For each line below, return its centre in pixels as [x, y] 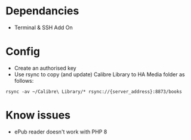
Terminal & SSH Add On [43, 27]
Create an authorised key [45, 68]
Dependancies [42, 11]
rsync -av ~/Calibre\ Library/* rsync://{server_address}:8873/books [94, 91]
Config [23, 52]
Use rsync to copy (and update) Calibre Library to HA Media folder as [100, 74]
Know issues [38, 115]
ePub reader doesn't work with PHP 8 [61, 132]
